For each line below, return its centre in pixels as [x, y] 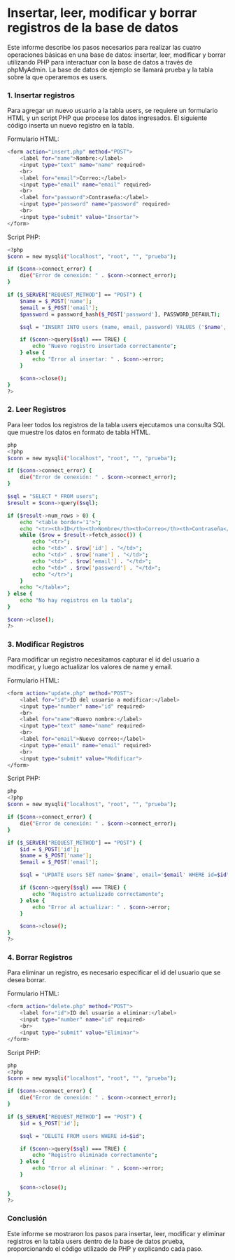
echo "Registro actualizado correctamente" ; [98, 894]
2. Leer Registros [37, 410]
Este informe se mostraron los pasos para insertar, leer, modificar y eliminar [116, 1233]
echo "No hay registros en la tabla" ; [76, 601]
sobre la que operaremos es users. [58, 77]
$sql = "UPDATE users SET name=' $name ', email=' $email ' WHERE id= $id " [125, 875]
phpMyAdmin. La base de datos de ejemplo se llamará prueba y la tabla [110, 69]
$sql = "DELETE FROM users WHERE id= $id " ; [83, 1136]
